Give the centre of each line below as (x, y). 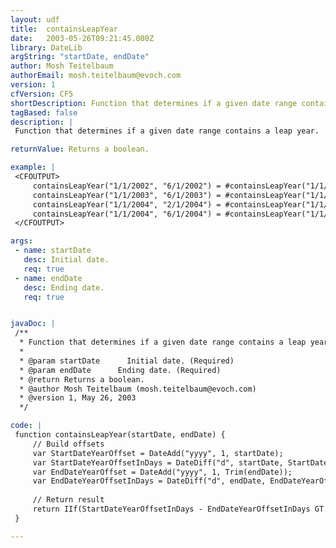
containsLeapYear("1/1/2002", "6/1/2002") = (127, 186)
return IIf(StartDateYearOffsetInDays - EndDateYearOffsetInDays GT (178, 509)
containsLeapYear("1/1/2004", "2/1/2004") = (127, 204)
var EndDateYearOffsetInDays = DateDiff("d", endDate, (149, 481)
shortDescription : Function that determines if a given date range (154, 103)
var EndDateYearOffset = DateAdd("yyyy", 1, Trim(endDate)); (162, 472)
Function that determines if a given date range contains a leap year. (167, 131)
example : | (33, 167)
